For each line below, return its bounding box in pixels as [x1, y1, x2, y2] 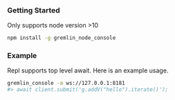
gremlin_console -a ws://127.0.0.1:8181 [7, 80, 126, 87]
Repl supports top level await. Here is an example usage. [7, 66, 169, 74]
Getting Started [7, 6, 60, 15]
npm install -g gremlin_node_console [7, 34, 116, 41]
